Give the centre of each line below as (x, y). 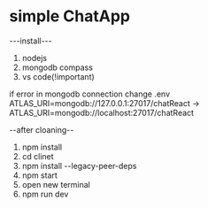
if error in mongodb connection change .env (90, 94)
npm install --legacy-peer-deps (79, 166)
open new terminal (56, 184)
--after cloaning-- (42, 129)
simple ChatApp (70, 16)
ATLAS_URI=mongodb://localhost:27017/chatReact (102, 112)
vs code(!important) (58, 76)
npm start (39, 175)
